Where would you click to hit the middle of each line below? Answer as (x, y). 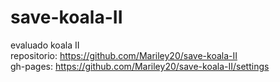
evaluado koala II (45, 45)
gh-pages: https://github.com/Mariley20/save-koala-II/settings (140, 66)
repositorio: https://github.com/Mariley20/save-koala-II (124, 55)
